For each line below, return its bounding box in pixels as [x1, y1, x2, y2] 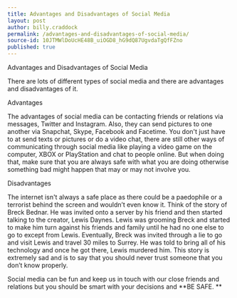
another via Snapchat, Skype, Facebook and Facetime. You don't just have [7, 128, 226, 135]
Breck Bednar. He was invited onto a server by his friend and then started [7, 208, 223, 216]
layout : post [7, 17, 46, 24]
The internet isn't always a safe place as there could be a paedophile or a [7, 193, 223, 201]
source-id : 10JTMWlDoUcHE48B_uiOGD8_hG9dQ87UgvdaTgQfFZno [7, 37, 183, 44]
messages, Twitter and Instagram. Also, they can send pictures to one [7, 120, 212, 128]
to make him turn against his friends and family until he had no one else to [7, 223, 224, 232]
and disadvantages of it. [7, 85, 78, 93]
